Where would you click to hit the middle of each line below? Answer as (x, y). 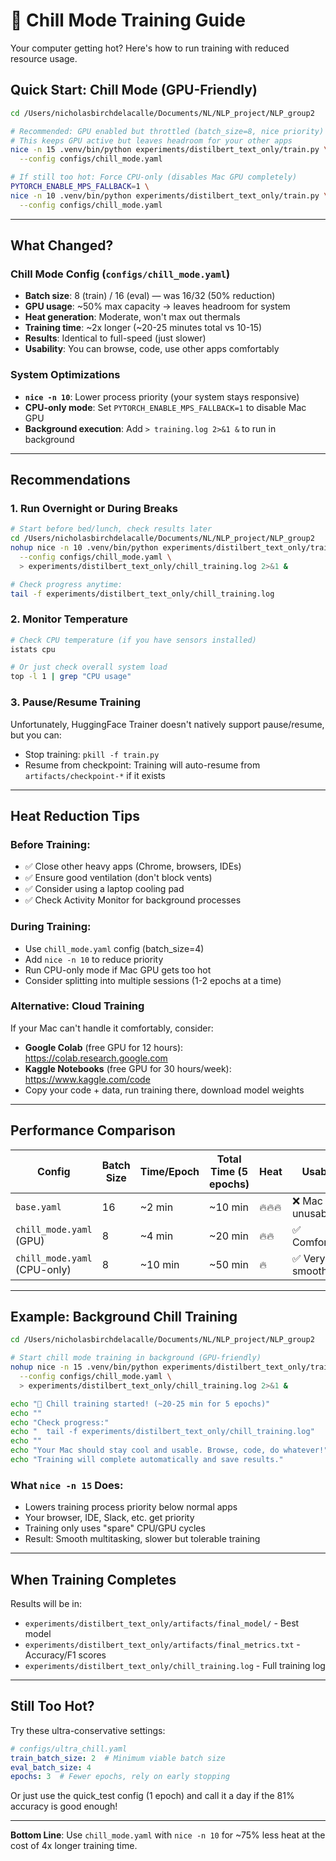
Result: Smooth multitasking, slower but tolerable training (142, 1539)
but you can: (36, 735)
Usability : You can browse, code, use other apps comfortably (152, 349)
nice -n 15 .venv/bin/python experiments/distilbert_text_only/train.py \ (169, 150)
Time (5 (229, 1171)
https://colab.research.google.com (96, 1058)
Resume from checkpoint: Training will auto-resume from (142, 765)
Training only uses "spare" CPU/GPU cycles (115, 1528)
